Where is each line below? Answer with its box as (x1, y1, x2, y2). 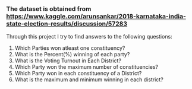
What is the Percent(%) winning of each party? (14, 51, 130, 58)
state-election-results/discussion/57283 (6, 20, 128, 28)
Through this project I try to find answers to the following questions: (6, 33, 172, 40)
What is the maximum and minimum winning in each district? (14, 76, 163, 83)
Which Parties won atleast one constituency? (14, 44, 125, 52)
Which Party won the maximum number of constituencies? (14, 63, 159, 71)
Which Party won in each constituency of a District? (14, 70, 142, 77)
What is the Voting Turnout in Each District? (14, 57, 122, 64)
